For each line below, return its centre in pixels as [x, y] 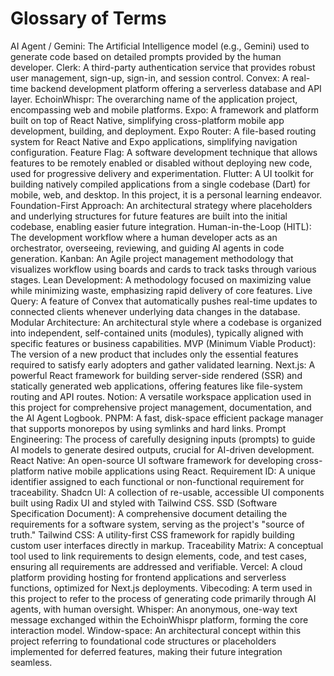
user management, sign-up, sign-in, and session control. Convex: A [149, 78]
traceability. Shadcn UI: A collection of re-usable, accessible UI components [167, 492]
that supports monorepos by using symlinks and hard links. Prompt [148, 428]
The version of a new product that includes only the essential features [154, 354]
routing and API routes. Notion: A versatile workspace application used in [161, 396]
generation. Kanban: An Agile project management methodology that [152, 258]
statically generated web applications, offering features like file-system [156, 386]
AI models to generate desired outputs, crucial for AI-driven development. [162, 449]
